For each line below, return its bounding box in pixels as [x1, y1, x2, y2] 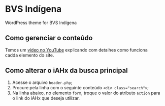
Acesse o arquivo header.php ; [12, 79, 72, 85]
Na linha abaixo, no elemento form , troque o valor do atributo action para [12, 90, 161, 96]
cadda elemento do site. [5, 52, 54, 58]
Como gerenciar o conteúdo [5, 34, 93, 42]
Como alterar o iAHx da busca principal [5, 66, 128, 75]
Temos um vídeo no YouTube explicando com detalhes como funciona [5, 47, 148, 53]
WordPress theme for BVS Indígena [5, 20, 77, 26]
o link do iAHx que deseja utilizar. [12, 95, 80, 101]
